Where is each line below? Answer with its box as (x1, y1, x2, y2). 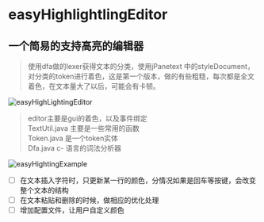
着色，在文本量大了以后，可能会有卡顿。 (27, 82, 160, 90)
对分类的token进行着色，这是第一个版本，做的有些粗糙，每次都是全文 (27, 71, 255, 81)
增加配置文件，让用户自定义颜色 (19, 205, 124, 215)
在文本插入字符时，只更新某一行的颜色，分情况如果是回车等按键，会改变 (19, 176, 256, 185)
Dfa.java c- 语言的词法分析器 (27, 144, 121, 152)
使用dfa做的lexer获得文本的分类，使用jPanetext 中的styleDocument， (27, 62, 255, 71)
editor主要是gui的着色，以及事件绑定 (27, 113, 148, 123)
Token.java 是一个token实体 (27, 133, 119, 143)
